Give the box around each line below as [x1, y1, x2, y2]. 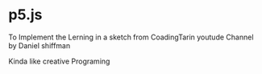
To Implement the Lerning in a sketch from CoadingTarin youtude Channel [8, 32, 254, 42]
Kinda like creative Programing [8, 56, 110, 66]
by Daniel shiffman [8, 40, 71, 50]
